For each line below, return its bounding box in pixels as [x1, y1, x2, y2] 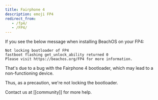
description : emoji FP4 [5, 12, 54, 17]
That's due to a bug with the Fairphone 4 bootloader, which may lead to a [5, 65, 154, 71]
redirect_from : [5, 16, 36, 21]
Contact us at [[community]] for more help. [5, 89, 92, 95]
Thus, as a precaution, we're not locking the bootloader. [5, 80, 118, 86]
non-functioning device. [5, 70, 54, 76]
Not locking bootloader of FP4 [5, 48, 69, 53]
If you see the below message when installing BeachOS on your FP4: [5, 39, 145, 44]
